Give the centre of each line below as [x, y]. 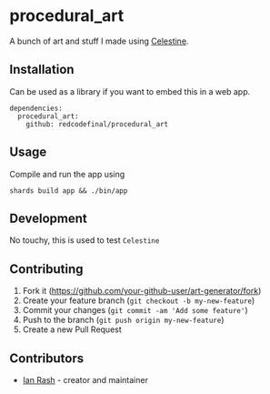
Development [49, 218]
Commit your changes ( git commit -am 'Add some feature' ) [135, 310]
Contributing [46, 269]
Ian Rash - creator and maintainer [85, 380]
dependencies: [36, 108]
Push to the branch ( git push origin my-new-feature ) [123, 320]
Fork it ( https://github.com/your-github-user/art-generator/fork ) [142, 291]
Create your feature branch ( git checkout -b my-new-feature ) [139, 300]
